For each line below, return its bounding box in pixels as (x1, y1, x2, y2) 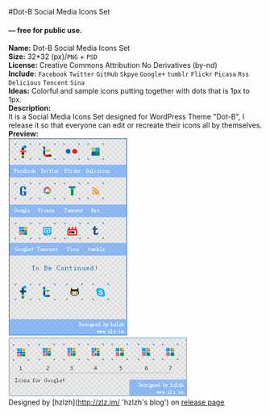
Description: (8, 103, 51, 113)
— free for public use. (8, 25, 83, 35)
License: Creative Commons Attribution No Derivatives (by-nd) (8, 61, 218, 70)
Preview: (8, 129, 39, 139)
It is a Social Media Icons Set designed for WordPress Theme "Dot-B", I (8, 112, 245, 122)
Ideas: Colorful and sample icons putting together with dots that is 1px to (8, 86, 250, 96)
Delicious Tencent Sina (8, 79, 85, 87)
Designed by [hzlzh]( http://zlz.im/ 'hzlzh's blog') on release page (8, 397, 225, 407)
